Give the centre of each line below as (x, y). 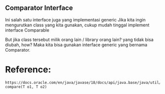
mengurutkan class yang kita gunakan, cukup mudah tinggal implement (77, 25)
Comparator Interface (39, 8)
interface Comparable (27, 30)
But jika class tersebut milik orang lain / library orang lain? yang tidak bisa (79, 39)
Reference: (28, 70)
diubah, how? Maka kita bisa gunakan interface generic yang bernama (76, 45)
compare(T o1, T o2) (26, 87)
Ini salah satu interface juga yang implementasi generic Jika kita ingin (75, 19)
